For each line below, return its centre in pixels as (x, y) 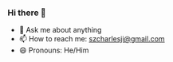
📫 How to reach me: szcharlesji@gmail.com (92, 39)
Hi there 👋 (27, 13)
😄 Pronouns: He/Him (54, 50)
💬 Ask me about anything (60, 30)
